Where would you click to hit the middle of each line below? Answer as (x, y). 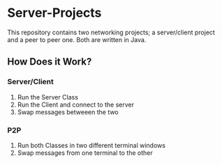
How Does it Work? (50, 62)
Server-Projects (54, 13)
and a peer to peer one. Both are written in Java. (77, 39)
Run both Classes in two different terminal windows (91, 145)
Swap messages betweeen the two (68, 112)
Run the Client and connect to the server (76, 104)
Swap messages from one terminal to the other (85, 153)
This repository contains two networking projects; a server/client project (111, 32)
